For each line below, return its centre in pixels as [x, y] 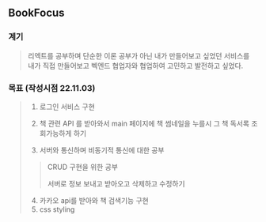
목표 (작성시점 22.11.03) [52, 88]
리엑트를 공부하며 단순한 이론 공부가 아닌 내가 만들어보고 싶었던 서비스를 [139, 55]
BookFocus [36, 13]
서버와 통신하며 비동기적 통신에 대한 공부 [102, 150]
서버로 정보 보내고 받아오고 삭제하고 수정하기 [116, 183]
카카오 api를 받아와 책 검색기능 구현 [94, 200]
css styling [57, 209]
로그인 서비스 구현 [67, 107]
